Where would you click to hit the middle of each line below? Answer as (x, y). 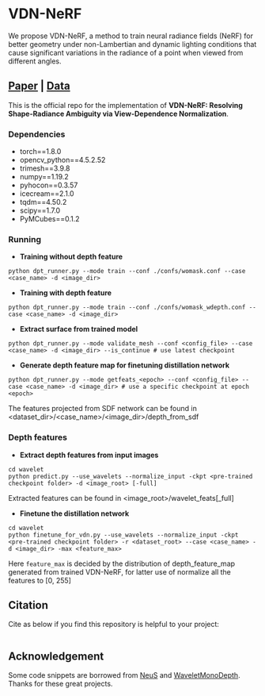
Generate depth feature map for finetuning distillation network (125, 365)
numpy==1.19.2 (44, 177)
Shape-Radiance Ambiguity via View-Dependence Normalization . (119, 113)
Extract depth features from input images (89, 455)
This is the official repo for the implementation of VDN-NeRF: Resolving (126, 105)
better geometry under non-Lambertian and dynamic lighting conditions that (132, 44)
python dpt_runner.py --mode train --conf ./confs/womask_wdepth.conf (127, 308)
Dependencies (37, 134)
